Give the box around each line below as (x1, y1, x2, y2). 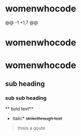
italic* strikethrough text (12, 116, 62, 121)
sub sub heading (5, 94, 46, 101)
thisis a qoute (17, 125, 45, 131)
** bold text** (5, 106, 33, 112)
